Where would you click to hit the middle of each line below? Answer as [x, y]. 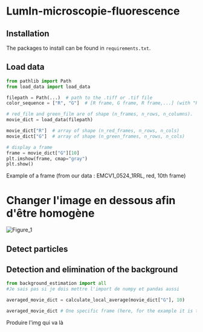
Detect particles [37, 249]
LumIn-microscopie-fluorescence [93, 11]
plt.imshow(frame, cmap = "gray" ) [47, 159]
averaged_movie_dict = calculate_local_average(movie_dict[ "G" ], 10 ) [96, 300]
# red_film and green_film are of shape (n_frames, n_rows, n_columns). [100, 114]
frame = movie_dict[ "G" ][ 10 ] [43, 153]
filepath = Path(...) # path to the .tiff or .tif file [79, 98]
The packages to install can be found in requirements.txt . [79, 48]
